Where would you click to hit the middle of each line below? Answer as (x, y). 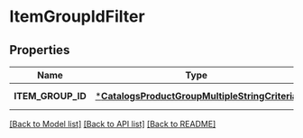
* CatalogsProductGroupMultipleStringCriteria (196, 96)
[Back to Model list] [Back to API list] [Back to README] (113, 124)
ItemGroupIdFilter (78, 17)
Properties (40, 50)
